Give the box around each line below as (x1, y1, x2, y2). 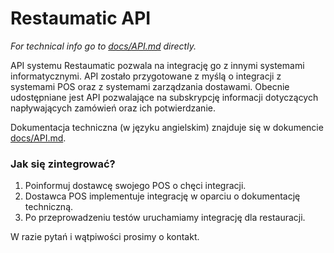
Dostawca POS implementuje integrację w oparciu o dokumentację (24, 190, 301, 202)
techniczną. (24, 201, 74, 213)
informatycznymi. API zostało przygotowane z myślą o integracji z (10, 70, 282, 82)
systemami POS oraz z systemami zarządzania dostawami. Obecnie (10, 80, 290, 92)
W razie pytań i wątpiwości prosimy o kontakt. (10, 231, 200, 243)
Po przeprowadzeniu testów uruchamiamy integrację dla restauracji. (24, 212, 306, 224)
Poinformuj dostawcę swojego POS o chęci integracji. (24, 180, 247, 192)
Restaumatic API (10, 7, 152, 30)
